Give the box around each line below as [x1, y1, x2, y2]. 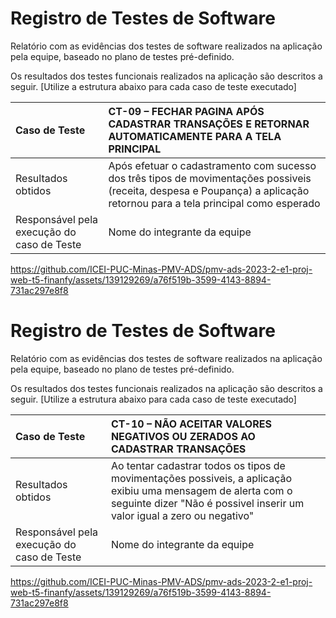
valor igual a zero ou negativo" [110, 508, 255, 522]
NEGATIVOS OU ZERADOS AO [110, 429, 256, 443]
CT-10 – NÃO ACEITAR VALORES [110, 417, 272, 431]
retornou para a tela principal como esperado [108, 196, 321, 210]
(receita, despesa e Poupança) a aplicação [108, 183, 310, 197]
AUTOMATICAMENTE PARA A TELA [108, 129, 282, 143]
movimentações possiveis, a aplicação [110, 471, 293, 485]
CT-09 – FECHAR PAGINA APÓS [108, 104, 265, 118]
